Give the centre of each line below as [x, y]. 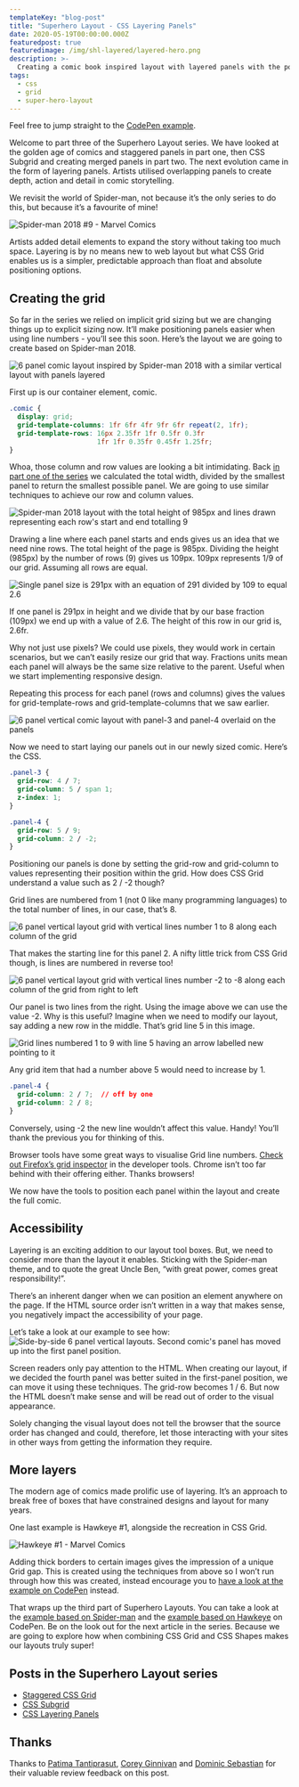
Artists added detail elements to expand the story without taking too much [145, 242]
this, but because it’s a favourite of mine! [84, 208]
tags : [19, 76]
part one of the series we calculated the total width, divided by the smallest [147, 477]
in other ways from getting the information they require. [111, 1442]
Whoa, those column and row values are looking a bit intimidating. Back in [145, 467]
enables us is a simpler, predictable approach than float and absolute [136, 261]
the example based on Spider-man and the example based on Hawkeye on [146, 1617]
